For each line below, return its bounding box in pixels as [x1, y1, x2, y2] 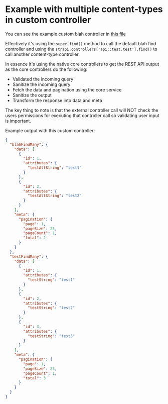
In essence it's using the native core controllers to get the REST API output [5, 61, 159, 67]
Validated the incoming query [12, 76, 74, 82]
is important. [5, 118, 32, 124]
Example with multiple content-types [5, 4, 163, 15]
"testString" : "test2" [27, 306, 75, 311]
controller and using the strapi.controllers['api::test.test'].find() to [5, 46, 157, 52]
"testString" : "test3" [27, 333, 75, 339]
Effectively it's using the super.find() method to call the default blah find [5, 40, 156, 46]
